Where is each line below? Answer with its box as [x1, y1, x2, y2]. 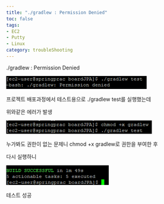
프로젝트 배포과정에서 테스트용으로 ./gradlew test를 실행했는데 [6, 95, 152, 103]
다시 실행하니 [6, 153, 37, 160]
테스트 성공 [6, 192, 32, 199]
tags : [6, 22, 20, 28]
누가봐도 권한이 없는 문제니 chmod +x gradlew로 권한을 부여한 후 [6, 140, 159, 148]
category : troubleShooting [6, 47, 73, 53]
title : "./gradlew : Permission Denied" [6, 9, 108, 15]
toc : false [6, 15, 33, 22]
